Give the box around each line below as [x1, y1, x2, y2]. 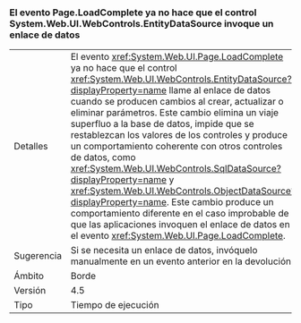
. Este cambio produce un [166, 196, 274, 208]
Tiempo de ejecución [70, 299, 159, 311]
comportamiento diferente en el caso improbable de [70, 208, 289, 220]
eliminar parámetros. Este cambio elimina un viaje [70, 106, 279, 119]
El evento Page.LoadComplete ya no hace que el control [9, 6, 257, 19]
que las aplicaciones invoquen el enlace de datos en [70, 218, 290, 231]
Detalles [13, 140, 48, 153]
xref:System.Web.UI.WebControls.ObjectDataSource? [70, 185, 296, 198]
